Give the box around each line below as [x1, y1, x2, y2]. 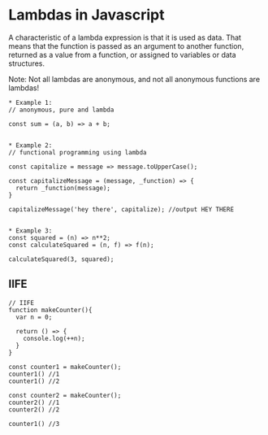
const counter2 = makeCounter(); [8, 391, 122, 399]
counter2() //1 [8, 398, 60, 407]
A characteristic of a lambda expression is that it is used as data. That [8, 33, 242, 42]
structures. [8, 59, 45, 68]
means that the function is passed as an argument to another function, [8, 41, 244, 50]
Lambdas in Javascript [8, 6, 165, 24]
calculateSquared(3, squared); [8, 254, 115, 263]
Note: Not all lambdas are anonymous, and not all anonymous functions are [8, 74, 261, 84]
